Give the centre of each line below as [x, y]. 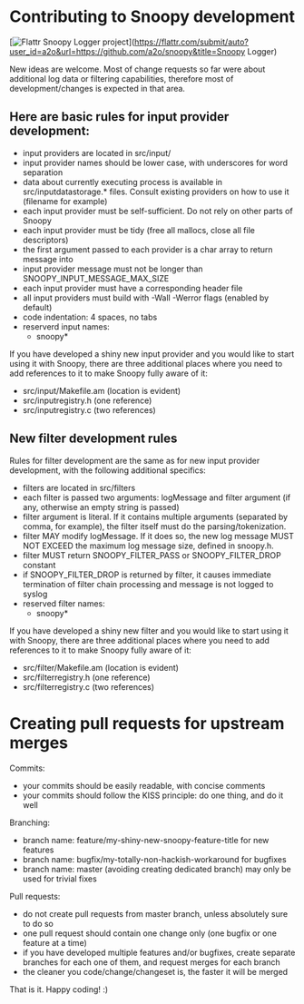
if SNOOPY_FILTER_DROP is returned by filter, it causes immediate [147, 575]
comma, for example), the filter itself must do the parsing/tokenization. [154, 526]
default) [37, 307]
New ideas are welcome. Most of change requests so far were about [137, 69]
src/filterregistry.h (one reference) [87, 677]
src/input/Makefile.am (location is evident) [102, 390]
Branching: [30, 822]
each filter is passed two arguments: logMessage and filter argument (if [157, 497]
